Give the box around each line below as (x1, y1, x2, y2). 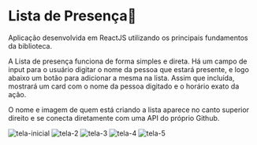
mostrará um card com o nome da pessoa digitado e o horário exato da (8, 82, 240, 91)
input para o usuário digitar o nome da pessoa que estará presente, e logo (8, 64, 250, 74)
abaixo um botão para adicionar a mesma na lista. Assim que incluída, (8, 73, 235, 82)
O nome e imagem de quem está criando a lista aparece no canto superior (8, 105, 250, 114)
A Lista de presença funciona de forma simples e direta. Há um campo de (8, 56, 248, 66)
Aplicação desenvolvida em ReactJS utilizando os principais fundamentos (8, 33, 248, 42)
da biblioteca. (8, 41, 53, 50)
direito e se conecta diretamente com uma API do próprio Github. (8, 113, 220, 122)
